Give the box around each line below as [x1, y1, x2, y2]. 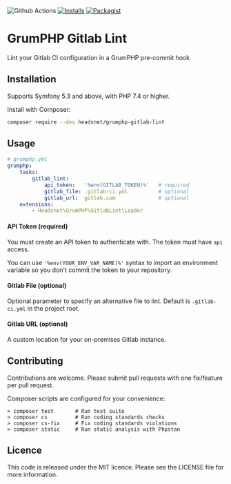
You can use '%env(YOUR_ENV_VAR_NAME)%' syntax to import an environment [7, 258, 219, 267]
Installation [7, 73, 57, 86]
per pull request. [7, 380, 54, 389]
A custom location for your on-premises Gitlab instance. [7, 335, 167, 343]
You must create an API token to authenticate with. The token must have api [7, 238, 223, 246]
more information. [7, 470, 58, 478]
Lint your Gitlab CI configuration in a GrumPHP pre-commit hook [7, 53, 190, 61]
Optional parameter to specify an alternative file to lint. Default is [7, 297, 191, 305]
